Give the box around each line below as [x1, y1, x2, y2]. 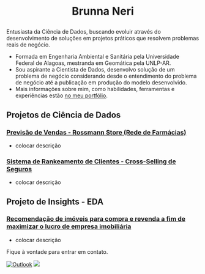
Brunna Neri [71, 4, 135, 18]
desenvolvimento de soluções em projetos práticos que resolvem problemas [6, 35, 199, 42]
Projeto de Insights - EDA [6, 196, 104, 207]
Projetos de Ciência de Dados [6, 109, 121, 120]
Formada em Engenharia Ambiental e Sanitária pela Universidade [15, 53, 179, 61]
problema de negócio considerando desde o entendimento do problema [15, 72, 197, 80]
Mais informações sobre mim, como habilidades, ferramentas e [15, 86, 175, 93]
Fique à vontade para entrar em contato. [6, 248, 108, 255]
